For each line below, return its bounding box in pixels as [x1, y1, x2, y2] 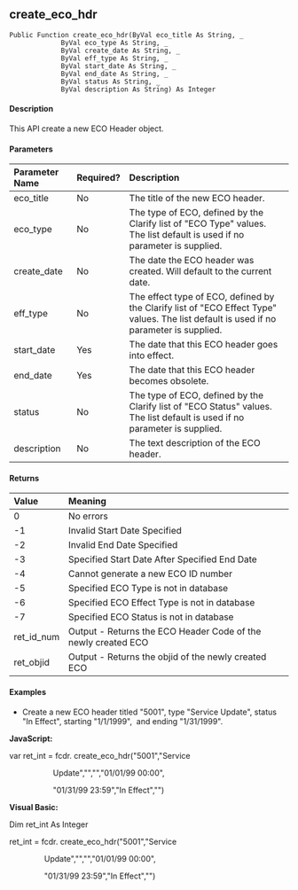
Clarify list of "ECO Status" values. [129, 401, 272, 413]
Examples [9, 687, 47, 698]
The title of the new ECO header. [129, 192, 265, 205]
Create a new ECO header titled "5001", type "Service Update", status [21, 707, 278, 717]
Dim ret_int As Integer [9, 819, 89, 830]
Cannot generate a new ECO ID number [67, 567, 233, 580]
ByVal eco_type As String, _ [60, 38, 169, 47]
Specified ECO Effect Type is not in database [67, 597, 255, 609]
